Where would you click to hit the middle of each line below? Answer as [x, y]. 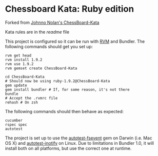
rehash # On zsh [21, 102]
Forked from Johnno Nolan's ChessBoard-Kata [52, 22]
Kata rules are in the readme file [37, 32]
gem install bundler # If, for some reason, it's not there [68, 89]
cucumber [14, 120]
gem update [16, 85]
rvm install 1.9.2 [24, 59]
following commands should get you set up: [49, 46]
